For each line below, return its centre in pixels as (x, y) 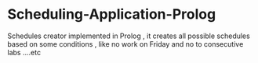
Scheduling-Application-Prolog (112, 14)
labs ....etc (24, 52)
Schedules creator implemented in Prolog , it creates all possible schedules (129, 36)
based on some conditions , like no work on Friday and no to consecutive (125, 44)
